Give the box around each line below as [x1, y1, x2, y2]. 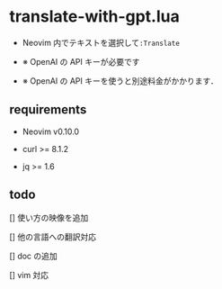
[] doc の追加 [9, 250, 58, 261]
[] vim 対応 [9, 269, 49, 280]
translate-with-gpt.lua [9, 6, 180, 27]
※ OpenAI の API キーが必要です [22, 56, 140, 67]
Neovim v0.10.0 [22, 126, 79, 137]
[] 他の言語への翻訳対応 [9, 231, 97, 242]
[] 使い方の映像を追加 [9, 212, 89, 222]
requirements [9, 102, 87, 118]
